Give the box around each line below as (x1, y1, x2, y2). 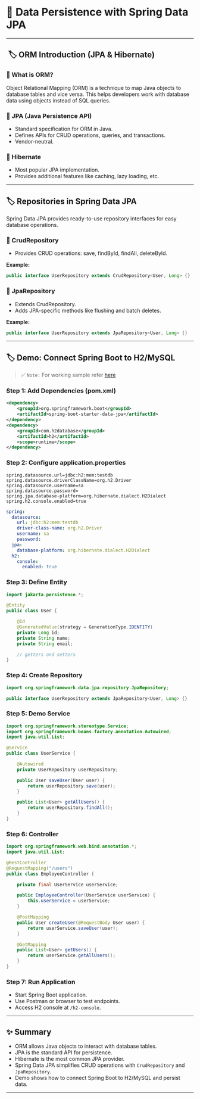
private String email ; (17, 640, 73, 647)
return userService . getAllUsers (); (27, 952, 116, 958)
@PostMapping (17, 914, 49, 920)
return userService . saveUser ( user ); (27, 925, 118, 931)
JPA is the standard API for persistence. (14, 1049, 113, 1056)
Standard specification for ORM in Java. (14, 125, 113, 132)
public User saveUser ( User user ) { (17, 777, 105, 783)
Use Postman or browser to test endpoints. (14, 998, 120, 1005)
